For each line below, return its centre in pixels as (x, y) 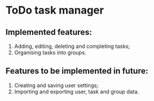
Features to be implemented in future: (77, 71)
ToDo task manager (55, 10)
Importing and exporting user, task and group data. (76, 92)
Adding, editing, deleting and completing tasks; (72, 46)
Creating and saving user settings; (56, 85)
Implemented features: (49, 32)
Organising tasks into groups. (50, 53)
